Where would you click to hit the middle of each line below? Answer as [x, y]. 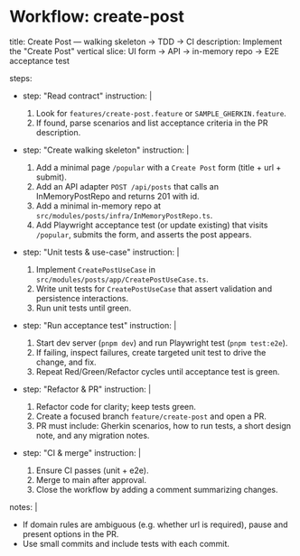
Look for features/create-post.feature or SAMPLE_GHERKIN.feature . [161, 113]
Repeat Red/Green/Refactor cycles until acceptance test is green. [158, 371]
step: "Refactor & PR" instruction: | [87, 389]
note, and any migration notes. [93, 435]
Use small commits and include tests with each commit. [126, 543]
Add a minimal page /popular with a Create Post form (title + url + [159, 167]
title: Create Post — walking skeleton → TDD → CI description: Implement [146, 42]
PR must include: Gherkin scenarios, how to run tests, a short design [164, 425]
